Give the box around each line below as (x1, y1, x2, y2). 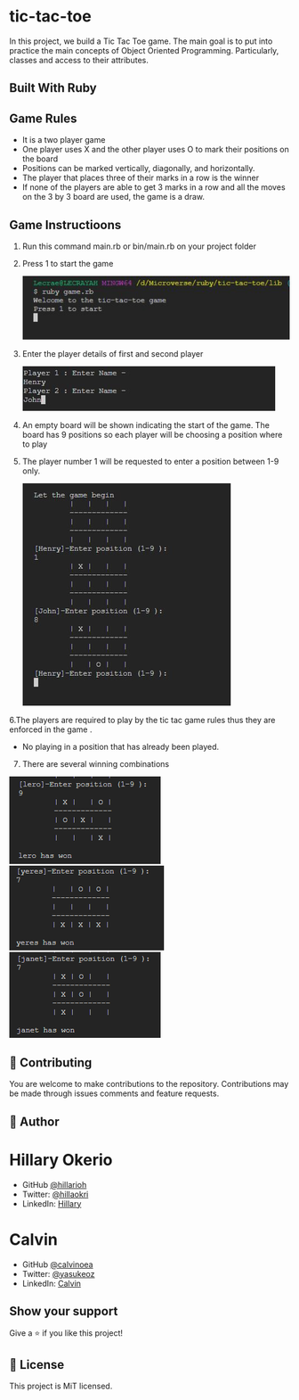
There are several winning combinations (21, 758, 170, 769)
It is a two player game (21, 135, 106, 145)
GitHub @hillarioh (21, 1179, 87, 1190)
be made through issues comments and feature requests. (9, 1088, 220, 1099)
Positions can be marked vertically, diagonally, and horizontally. (21, 163, 255, 174)
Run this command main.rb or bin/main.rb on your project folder (21, 241, 256, 251)
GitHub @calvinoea (21, 1259, 93, 1270)
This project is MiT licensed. (9, 1380, 113, 1392)
